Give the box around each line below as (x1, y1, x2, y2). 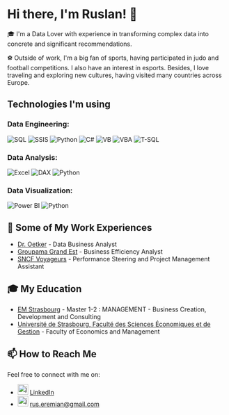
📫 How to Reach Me (7, 348, 97, 360)
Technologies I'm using (7, 99, 111, 111)
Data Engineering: (7, 120, 70, 129)
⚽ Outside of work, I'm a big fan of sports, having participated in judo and (7, 54, 219, 62)
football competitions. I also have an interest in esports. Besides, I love (7, 63, 210, 72)
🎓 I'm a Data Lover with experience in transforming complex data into (7, 29, 209, 38)
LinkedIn (29, 388, 54, 396)
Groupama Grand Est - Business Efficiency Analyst (17, 247, 164, 256)
